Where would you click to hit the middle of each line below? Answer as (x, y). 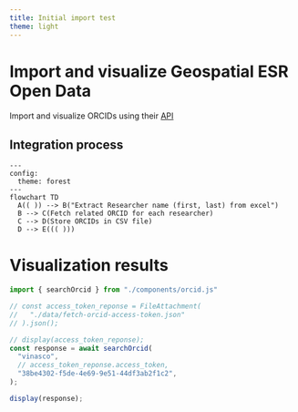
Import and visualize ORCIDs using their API (92, 116)
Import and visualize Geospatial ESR (149, 72)
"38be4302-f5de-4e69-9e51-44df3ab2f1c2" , (98, 374)
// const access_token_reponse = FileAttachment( (106, 306)
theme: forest (44, 182)
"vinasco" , (38, 356)
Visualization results (89, 266)
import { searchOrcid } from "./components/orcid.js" (114, 290)
